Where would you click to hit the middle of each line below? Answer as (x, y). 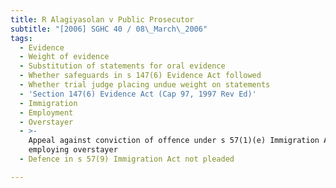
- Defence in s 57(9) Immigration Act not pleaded (127, 159)
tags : (21, 38)
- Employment (46, 112)
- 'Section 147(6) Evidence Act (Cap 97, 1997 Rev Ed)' (138, 94)
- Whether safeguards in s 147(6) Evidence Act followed (140, 76)
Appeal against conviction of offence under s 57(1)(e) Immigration (174, 141)
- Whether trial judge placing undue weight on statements (145, 85)
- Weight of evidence (64, 57)
